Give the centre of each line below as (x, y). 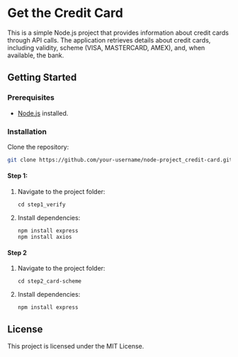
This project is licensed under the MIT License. (76, 346)
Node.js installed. (43, 113)
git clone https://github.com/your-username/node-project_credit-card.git (120, 160)
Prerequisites (31, 98)
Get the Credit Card (66, 13)
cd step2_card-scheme (49, 281)
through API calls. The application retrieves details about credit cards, (109, 40)
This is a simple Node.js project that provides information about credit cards (118, 33)
